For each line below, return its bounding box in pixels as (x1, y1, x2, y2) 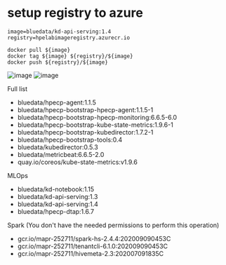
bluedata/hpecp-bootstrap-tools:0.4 (17, 135, 123, 144)
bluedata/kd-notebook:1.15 (17, 184, 95, 193)
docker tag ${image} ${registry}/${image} (7, 53, 133, 60)
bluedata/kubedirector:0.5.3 (17, 142, 98, 151)
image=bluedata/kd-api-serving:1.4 (7, 28, 112, 35)
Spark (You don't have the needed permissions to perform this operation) (7, 221, 220, 229)
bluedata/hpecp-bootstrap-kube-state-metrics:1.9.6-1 (17, 121, 173, 129)
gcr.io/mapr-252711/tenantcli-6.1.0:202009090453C (17, 242, 168, 250)
